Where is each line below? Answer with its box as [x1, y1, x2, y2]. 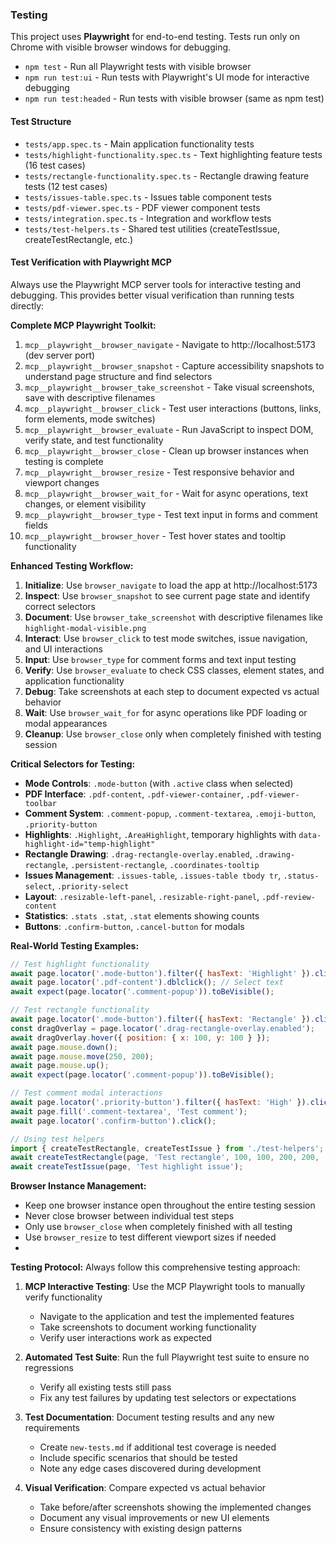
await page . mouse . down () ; [10, 1042, 118, 1052]
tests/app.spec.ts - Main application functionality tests [24, 138, 255, 150]
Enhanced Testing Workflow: [10, 559, 134, 572]
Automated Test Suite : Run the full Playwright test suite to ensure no [24, 1351, 310, 1363]
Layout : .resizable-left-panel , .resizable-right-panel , [24, 890, 260, 902]
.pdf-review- [261, 892, 316, 902]
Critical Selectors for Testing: [10, 758, 136, 770]
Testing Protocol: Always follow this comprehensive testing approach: [10, 1261, 301, 1273]
